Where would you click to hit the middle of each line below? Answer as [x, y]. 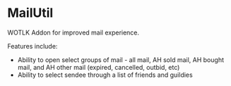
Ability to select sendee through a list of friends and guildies [105, 75]
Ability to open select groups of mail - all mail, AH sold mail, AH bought [121, 60]
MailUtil [30, 13]
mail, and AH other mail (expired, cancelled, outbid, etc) [99, 67]
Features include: [32, 46]
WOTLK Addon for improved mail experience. [73, 32]
